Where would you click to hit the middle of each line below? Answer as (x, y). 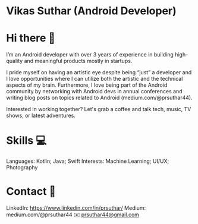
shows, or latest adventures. (41, 116)
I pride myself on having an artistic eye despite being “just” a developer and (99, 72)
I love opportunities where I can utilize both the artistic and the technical (95, 79)
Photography (22, 168)
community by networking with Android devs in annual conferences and (94, 92)
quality (15, 61)
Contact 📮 (31, 192)
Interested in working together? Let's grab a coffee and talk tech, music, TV (99, 109)
